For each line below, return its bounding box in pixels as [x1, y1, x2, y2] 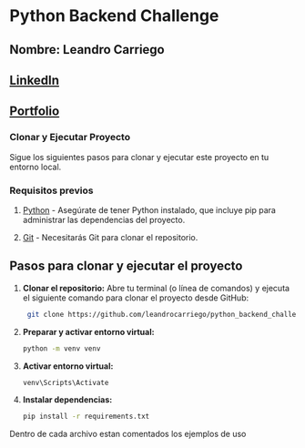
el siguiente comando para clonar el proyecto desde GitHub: [22, 292, 249, 303]
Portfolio [9, 104, 60, 119]
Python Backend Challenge [9, 5, 219, 26]
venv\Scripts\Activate [22, 378, 109, 387]
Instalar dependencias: [22, 394, 113, 405]
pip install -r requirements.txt [22, 412, 150, 422]
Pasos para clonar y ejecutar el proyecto [9, 259, 243, 274]
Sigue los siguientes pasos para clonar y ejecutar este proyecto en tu [9, 151, 269, 162]
